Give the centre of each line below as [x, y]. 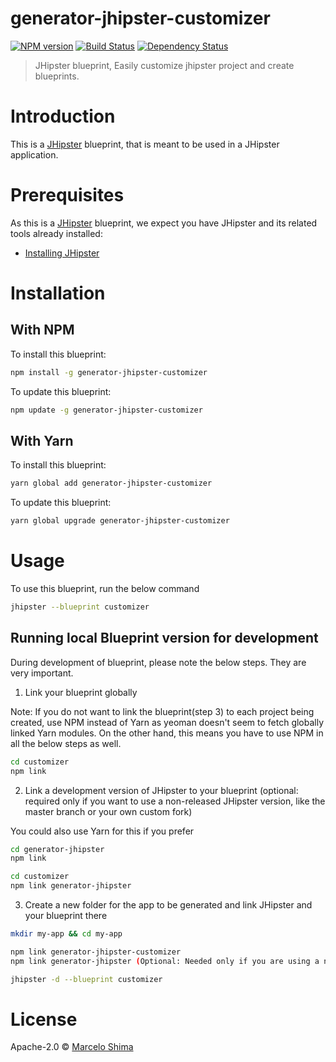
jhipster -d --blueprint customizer [86, 979]
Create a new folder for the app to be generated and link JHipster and [168, 905]
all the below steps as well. [66, 743]
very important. [42, 673]
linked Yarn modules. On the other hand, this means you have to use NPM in [167, 733]
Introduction [63, 116]
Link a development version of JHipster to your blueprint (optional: [161, 790]
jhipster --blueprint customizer [80, 607]
